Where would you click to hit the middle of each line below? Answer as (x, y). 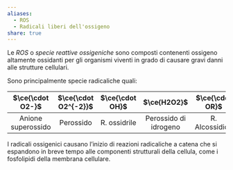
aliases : (20, 14)
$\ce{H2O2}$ (166, 103)
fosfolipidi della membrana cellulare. (59, 159)
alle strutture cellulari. (38, 67)
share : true (24, 33)
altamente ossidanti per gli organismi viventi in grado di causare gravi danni (115, 60)
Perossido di (165, 119)
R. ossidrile (118, 123)
